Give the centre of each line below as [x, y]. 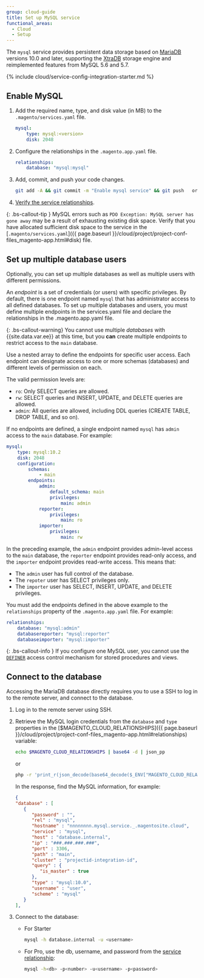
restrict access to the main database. [52, 343]
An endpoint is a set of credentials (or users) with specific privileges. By [96, 292]
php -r [23, 775]
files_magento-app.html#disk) [44, 240]
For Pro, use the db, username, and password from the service [103, 952]
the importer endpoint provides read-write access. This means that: [91, 562]
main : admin [76, 503]
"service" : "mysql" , [59, 832]
